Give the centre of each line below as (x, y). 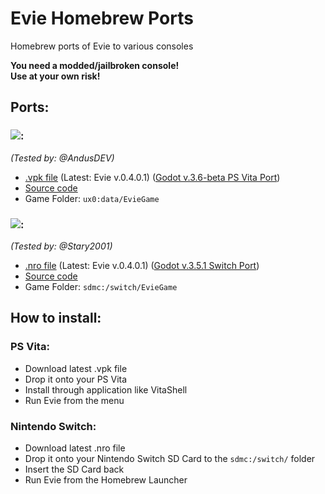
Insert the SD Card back (74, 469)
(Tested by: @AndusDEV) (62, 158)
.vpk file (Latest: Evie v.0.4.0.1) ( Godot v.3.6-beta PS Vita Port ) (152, 177)
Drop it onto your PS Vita (76, 379)
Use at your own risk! (55, 76)
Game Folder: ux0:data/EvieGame (92, 198)
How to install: (56, 318)
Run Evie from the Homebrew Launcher (106, 479)
